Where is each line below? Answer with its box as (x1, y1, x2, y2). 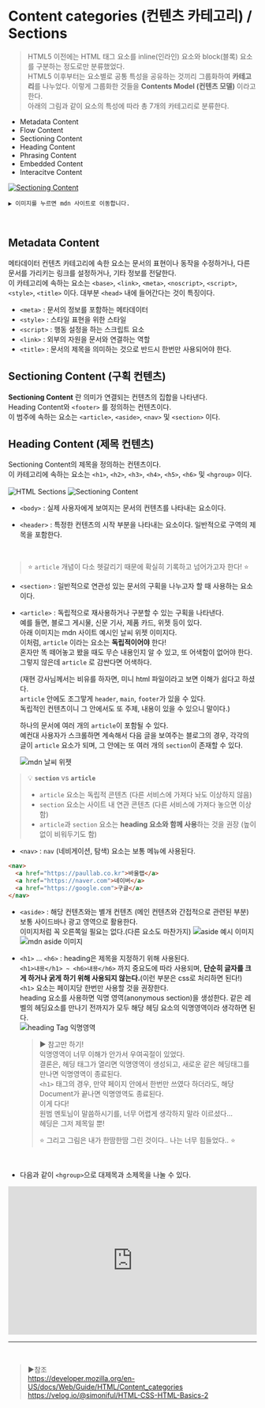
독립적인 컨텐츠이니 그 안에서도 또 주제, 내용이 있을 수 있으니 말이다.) (19, 704, 230, 713)
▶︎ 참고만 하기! (39, 1039, 84, 1049)
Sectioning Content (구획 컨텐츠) (8, 369, 166, 384)
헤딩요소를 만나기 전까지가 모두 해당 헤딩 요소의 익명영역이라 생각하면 (34, 1002, 248, 1012)
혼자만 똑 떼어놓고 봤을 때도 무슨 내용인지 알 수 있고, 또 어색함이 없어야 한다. (19, 648, 253, 657)
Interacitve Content (19, 167, 83, 176)
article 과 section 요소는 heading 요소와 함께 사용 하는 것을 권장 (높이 (39, 819, 256, 829)
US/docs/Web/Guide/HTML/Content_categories (27, 1382, 184, 1391)
